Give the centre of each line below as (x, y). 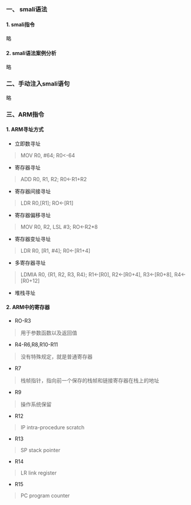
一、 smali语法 (27, 9)
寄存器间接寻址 (33, 191)
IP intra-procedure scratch (52, 427)
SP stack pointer (40, 450)
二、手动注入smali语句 (38, 84)
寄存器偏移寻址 (33, 215)
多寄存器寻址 (30, 263)
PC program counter (45, 495)
